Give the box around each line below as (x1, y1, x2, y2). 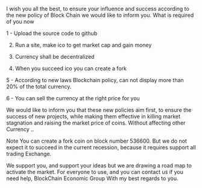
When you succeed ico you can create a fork (14, 65, 127, 72)
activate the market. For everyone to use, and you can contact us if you (6, 169, 184, 175)
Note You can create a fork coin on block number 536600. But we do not (6, 137, 187, 144)
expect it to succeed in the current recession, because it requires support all (6, 144, 196, 151)
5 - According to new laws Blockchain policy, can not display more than (6, 77, 184, 83)
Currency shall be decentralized (14, 53, 95, 60)
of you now (6, 18, 34, 25)
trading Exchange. (6, 151, 52, 157)
